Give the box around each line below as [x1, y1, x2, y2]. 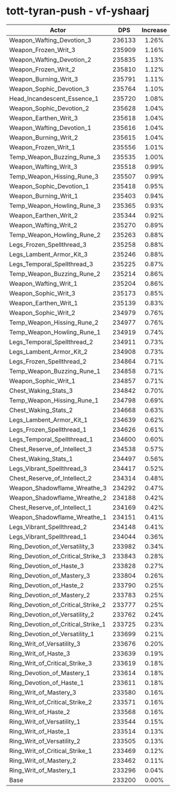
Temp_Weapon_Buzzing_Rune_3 [9, 153, 101, 161]
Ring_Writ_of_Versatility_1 [9, 717, 81, 726]
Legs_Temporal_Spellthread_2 [9, 337, 94, 346]
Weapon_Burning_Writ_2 [9, 133, 79, 141]
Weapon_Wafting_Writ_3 [9, 162, 78, 171]
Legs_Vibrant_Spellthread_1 [9, 532, 88, 540]
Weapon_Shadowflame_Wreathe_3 [9, 483, 107, 492]
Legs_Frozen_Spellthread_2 [9, 357, 87, 365]
